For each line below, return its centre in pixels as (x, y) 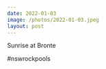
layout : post (26, 26)
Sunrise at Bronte (31, 46)
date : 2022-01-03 (32, 13)
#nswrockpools (29, 59)
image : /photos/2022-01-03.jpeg (53, 20)
